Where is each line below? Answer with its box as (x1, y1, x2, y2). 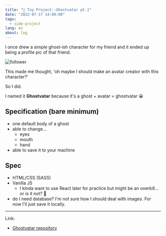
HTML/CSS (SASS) (12, 174, 51, 180)
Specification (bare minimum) (5, 107, 99, 116)
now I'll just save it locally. (12, 201, 66, 207)
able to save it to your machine (12, 147, 75, 153)
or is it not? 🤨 (19, 190, 47, 196)
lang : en (5, 26, 23, 31)
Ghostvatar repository (12, 225, 57, 231)
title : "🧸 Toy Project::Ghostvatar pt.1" (5, 7, 92, 12)
